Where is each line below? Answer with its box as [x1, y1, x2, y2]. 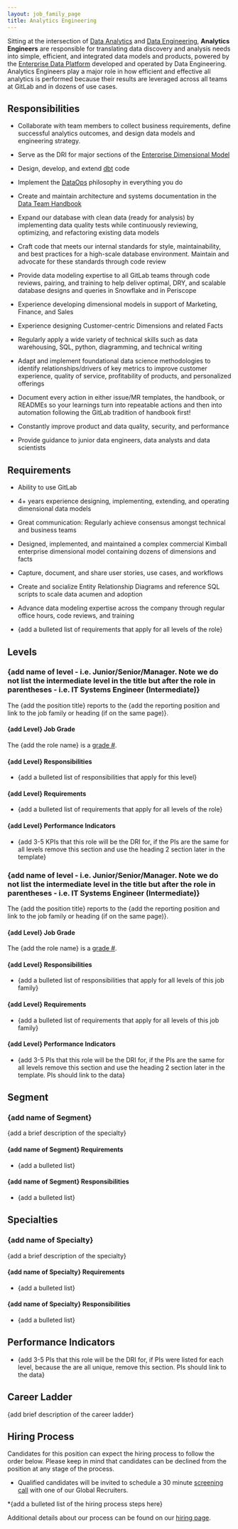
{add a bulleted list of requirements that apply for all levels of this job [17, 1016, 220, 1025]
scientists [17, 443, 46, 452]
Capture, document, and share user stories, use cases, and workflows [17, 569, 224, 577]
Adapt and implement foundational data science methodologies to [17, 357, 211, 366]
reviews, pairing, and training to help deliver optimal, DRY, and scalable [17, 279, 226, 287]
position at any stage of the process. [7, 1465, 115, 1473]
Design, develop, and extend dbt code [17, 165, 130, 173]
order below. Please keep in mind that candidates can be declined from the [7, 1457, 227, 1466]
